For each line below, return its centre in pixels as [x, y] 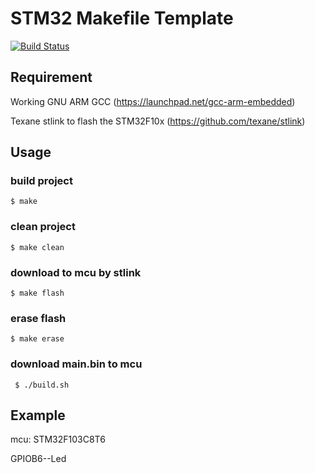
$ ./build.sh [42, 385]
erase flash [38, 318]
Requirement [51, 77]
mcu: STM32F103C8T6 [58, 439]
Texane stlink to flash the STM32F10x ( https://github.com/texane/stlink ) [158, 121]
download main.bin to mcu [76, 364]
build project [41, 181]
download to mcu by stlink [76, 272]
